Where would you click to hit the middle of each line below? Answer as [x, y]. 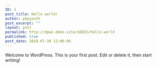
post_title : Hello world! [31, 14]
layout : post [18, 28]
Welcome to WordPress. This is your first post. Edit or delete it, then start [78, 55]
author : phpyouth [23, 18]
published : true [22, 37]
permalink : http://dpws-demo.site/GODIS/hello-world [60, 32]
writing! [13, 60]
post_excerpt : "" [23, 23]
